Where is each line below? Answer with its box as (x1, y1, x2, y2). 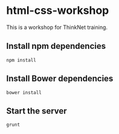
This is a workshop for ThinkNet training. (6, 24, 108, 31)
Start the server (6, 106, 68, 116)
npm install (6, 57, 36, 63)
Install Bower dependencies (6, 74, 114, 84)
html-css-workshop (6, 4, 109, 18)
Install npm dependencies (6, 41, 106, 51)
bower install (6, 89, 42, 95)
